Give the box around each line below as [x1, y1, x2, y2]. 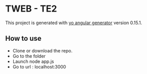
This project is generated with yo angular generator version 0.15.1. [5, 20, 142, 26]
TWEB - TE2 [5, 3, 57, 15]
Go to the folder [12, 53, 46, 59]
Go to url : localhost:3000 [12, 63, 66, 69]
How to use [5, 34, 42, 43]
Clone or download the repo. [12, 47, 72, 53]
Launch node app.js [12, 58, 54, 64]
